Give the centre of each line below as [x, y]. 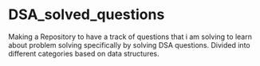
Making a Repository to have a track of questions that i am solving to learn [130, 37]
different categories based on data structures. [84, 53]
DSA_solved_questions [87, 15]
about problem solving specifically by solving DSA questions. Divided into [129, 45]
